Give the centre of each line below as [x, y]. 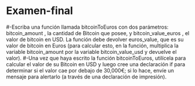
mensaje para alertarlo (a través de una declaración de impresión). [86, 77]
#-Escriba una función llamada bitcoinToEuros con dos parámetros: [87, 27]
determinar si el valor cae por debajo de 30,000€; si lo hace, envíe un [90, 70]
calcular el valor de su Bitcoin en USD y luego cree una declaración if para [96, 64]
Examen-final [40, 11]
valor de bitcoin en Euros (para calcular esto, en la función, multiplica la [92, 46]
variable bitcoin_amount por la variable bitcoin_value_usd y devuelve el [91, 51]
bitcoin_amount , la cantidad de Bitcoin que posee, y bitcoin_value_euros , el [98, 33]
